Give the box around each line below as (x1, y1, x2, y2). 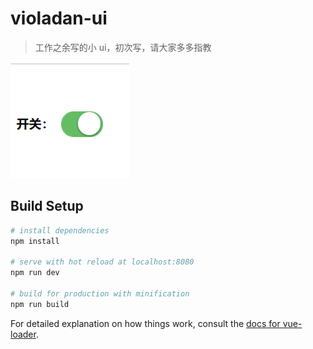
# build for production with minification (10, 289, 190, 299)
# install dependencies (10, 225, 110, 236)
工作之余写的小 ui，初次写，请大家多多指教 (34, 41, 212, 53)
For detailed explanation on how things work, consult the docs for (10, 317, 281, 329)
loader (10, 328, 37, 340)
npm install (10, 236, 60, 246)
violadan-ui (10, 7, 108, 30)
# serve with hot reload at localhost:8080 (10, 257, 195, 267)
